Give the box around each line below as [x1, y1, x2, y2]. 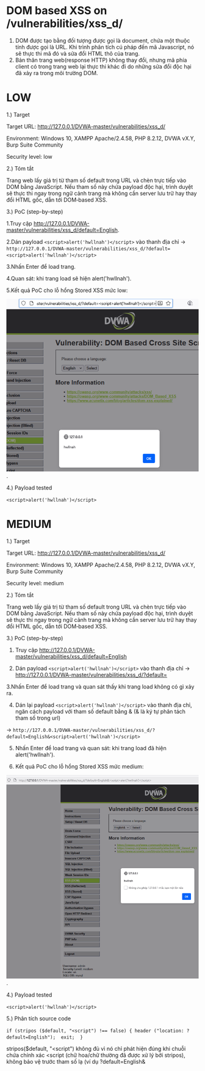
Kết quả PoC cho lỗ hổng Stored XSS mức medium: [15, 762, 144, 770]
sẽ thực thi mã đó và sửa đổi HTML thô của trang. [15, 49, 140, 57]
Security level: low [6, 153, 53, 160]
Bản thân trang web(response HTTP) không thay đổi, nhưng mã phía [15, 56, 187, 64]
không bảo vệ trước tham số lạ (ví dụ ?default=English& [6, 1058, 146, 1065]
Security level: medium [6, 579, 64, 587]
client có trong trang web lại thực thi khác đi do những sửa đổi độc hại [15, 62, 192, 70]
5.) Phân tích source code [6, 1015, 71, 1022]
